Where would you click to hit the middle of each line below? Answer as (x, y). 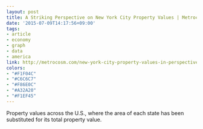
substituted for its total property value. (54, 119)
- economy (19, 40)
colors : (16, 68)
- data (14, 51)
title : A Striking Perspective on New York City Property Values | (93, 17)
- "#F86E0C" (21, 85)
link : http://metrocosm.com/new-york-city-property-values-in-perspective (102, 62)
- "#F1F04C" (21, 74)
